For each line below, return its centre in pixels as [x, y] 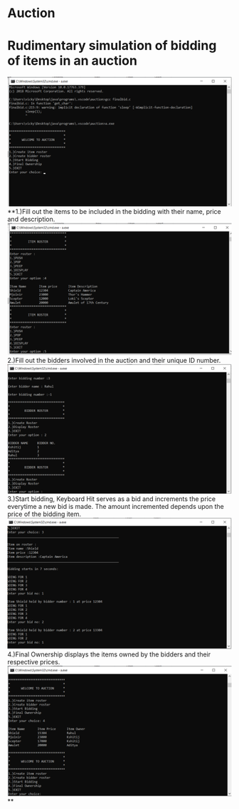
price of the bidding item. [44, 514]
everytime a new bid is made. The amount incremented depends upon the [116, 507]
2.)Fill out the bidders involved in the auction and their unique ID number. [114, 360]
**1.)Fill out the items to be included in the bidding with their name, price [115, 211]
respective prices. [34, 661]
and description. [31, 219]
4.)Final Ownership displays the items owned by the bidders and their [109, 654]
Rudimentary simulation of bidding [112, 46]
